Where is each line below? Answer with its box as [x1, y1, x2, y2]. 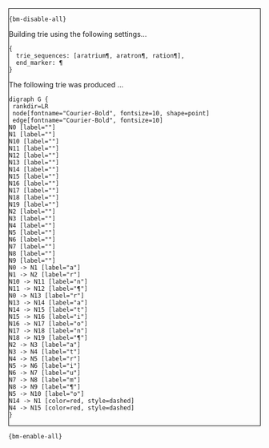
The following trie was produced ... [9, 80, 124, 89]
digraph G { [9, 95, 49, 103]
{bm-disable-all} [9, 15, 66, 23]
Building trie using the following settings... [9, 30, 147, 38]
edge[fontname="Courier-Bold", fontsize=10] [12, 116, 163, 124]
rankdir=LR [12, 103, 49, 111]
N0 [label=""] [9, 123, 56, 131]
